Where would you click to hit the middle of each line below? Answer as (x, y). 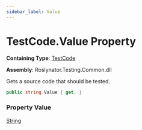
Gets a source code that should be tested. (58, 81)
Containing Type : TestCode (41, 58)
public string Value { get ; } (44, 92)
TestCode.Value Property (71, 41)
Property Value (29, 107)
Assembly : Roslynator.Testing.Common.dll (59, 69)
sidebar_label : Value (33, 12)
